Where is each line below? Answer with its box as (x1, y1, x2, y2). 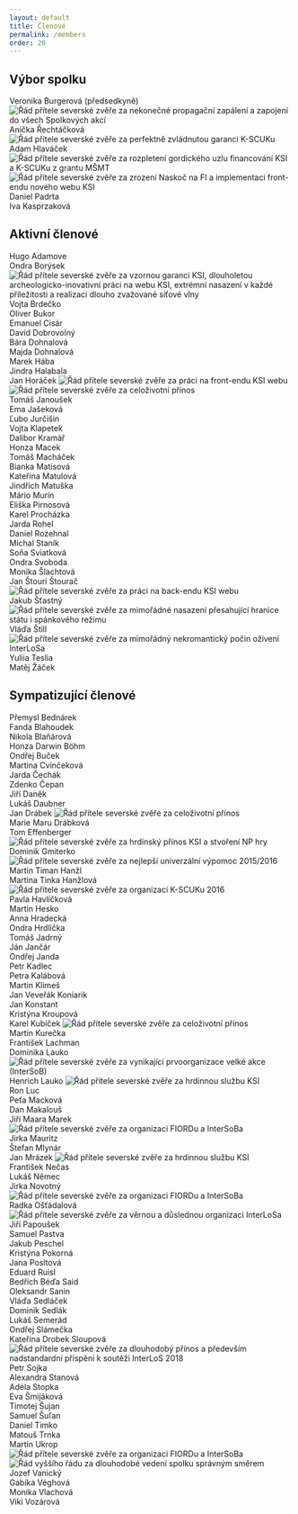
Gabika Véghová (9, 1477, 70, 1488)
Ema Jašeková (9, 403, 64, 414)
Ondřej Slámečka (9, 1324, 74, 1335)
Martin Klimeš (9, 979, 61, 990)
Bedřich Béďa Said (9, 1275, 79, 1287)
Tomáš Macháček (9, 451, 75, 462)
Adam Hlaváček (9, 143, 68, 154)
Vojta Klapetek (9, 422, 63, 433)
